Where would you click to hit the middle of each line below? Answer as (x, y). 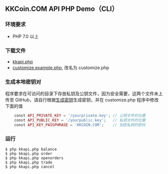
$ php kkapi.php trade (29, 162)
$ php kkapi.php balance (31, 149)
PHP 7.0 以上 (25, 36)
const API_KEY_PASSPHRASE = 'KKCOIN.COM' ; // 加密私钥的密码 (80, 125)
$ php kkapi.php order (29, 154)
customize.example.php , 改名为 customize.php (61, 67)
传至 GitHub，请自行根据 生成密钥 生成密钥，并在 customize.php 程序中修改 (82, 100)
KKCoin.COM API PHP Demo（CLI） (62, 9)
